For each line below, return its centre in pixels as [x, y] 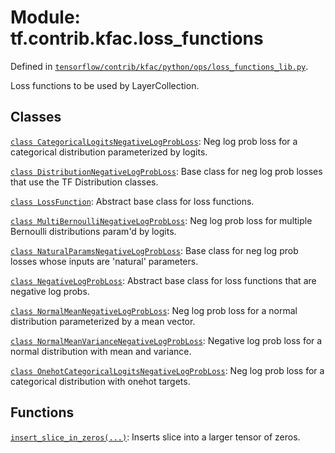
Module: [45, 17]
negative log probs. [50, 291]
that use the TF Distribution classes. [84, 182]
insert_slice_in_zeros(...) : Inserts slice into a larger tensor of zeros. [155, 437]
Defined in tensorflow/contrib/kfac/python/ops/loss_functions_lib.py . [159, 66]
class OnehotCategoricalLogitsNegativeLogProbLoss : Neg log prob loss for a [167, 370]
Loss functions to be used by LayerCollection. [105, 85]
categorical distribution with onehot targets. [100, 381]
